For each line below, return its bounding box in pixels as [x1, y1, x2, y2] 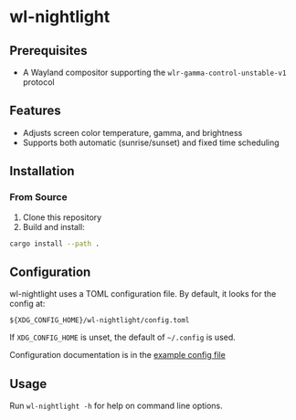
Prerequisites [9, 43, 88, 58]
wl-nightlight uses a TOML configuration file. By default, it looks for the [9, 289, 277, 299]
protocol [22, 77, 55, 88]
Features [9, 103, 61, 119]
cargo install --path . [9, 239, 100, 248]
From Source [9, 191, 68, 204]
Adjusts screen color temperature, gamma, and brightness [22, 127, 243, 138]
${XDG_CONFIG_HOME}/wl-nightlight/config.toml [9, 316, 190, 325]
